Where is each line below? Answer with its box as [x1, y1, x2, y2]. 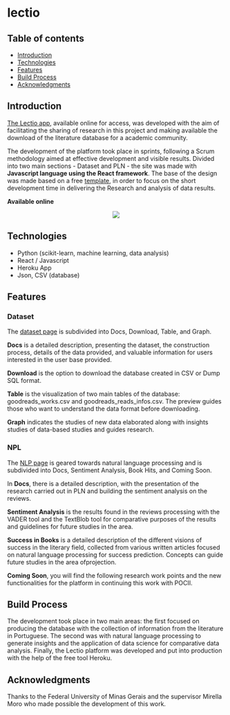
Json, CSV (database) [17, 270, 80, 279]
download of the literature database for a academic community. [7, 133, 189, 141]
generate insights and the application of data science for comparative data [7, 639, 220, 648]
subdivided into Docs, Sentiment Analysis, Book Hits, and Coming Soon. [7, 466, 212, 474]
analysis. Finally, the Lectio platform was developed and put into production [7, 646, 222, 655]
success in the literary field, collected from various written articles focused [7, 543, 220, 551]
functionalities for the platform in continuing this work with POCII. [7, 578, 193, 587]
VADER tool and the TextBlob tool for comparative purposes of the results [7, 515, 216, 523]
